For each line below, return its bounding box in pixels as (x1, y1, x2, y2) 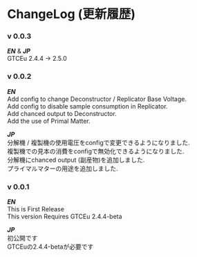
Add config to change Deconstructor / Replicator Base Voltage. (7, 95, 187, 103)
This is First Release (7, 205, 64, 213)
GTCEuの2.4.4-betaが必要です (7, 242, 94, 251)
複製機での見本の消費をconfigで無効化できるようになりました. (7, 146, 185, 155)
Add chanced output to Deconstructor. (7, 109, 117, 117)
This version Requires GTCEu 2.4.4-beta (7, 212, 122, 221)
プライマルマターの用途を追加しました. (7, 164, 119, 173)
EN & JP (7, 47, 31, 55)
